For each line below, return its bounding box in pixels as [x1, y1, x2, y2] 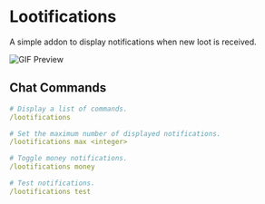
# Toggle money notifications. [9, 154, 128, 163]
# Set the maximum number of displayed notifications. [9, 129, 221, 138]
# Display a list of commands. [9, 104, 128, 113]
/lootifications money [9, 162, 95, 171]
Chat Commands [9, 80, 107, 96]
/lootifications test [9, 187, 92, 196]
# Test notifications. [9, 179, 95, 188]
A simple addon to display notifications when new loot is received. [9, 36, 257, 47]
